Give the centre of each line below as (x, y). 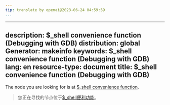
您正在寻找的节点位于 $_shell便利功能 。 (58, 97)
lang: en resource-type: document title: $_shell (81, 67)
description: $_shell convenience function (73, 35)
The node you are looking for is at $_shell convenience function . (72, 87)
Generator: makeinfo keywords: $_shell (69, 51)
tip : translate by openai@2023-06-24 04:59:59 (55, 10)
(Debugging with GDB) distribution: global (73, 43)
